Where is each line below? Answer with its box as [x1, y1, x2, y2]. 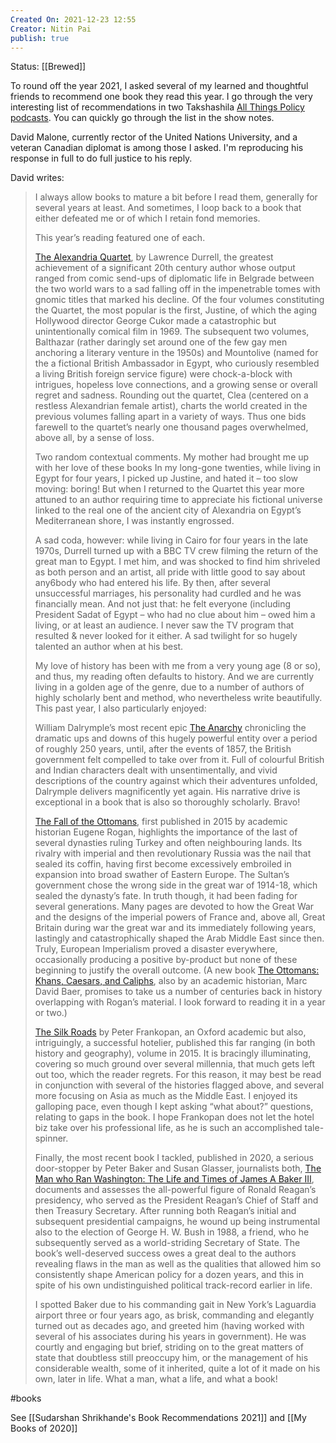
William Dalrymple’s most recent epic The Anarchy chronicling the [34, 722, 307, 734]
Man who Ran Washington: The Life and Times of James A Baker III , [34, 1173, 315, 1185]
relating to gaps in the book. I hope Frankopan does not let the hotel [34, 1111, 315, 1123]
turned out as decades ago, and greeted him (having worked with [34, 1320, 305, 1332]
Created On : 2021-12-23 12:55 [10, 14, 137, 25]
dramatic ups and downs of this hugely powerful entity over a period [34, 732, 318, 745]
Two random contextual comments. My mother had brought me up [34, 451, 310, 463]
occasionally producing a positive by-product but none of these [34, 954, 298, 966]
